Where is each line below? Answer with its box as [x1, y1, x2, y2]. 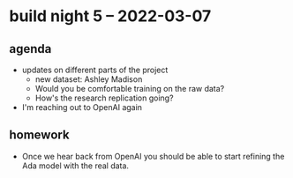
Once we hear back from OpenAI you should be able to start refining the [21, 151, 285, 161]
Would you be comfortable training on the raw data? [34, 84, 225, 93]
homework [9, 128, 70, 143]
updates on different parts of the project [21, 64, 169, 75]
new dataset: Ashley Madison [34, 74, 143, 85]
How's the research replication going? [34, 93, 174, 103]
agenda [9, 41, 52, 56]
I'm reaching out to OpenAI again [21, 102, 143, 112]
